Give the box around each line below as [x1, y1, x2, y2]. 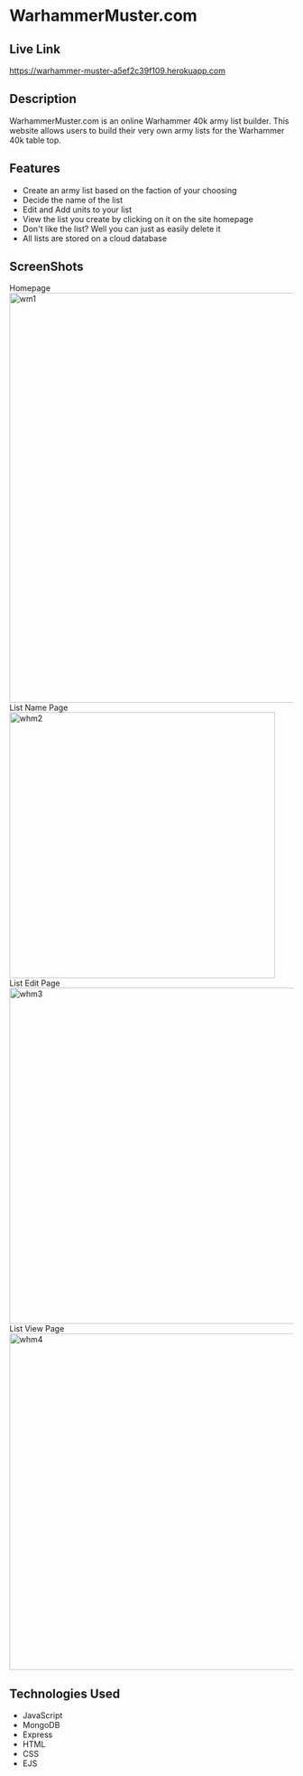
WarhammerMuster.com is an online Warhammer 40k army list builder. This [9, 115, 290, 126]
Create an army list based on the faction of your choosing [22, 184, 237, 195]
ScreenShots [9, 259, 84, 275]
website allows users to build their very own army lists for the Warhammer [9, 125, 285, 136]
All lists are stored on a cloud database [22, 232, 168, 244]
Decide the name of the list [22, 194, 124, 205]
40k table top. [9, 135, 61, 145]
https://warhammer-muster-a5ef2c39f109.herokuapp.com [9, 65, 225, 76]
